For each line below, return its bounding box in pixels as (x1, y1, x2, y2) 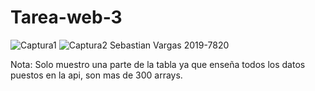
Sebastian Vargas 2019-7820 (109, 39, 230, 51)
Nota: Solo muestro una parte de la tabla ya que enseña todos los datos (10, 58, 306, 70)
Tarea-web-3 (10, 6, 123, 29)
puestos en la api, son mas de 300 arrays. (10, 69, 183, 81)
